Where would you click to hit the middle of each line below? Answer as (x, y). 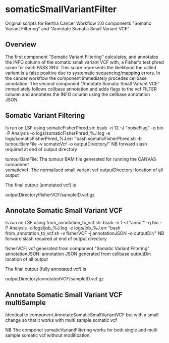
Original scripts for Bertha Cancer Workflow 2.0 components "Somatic (78, 23)
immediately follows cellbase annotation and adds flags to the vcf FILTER (81, 89)
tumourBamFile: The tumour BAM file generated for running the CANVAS (81, 159)
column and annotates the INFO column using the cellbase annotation (78, 94)
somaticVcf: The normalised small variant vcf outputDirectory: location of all (84, 170)
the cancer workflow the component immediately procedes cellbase (76, 78)
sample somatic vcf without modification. (48, 335)
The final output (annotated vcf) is (41, 185)
